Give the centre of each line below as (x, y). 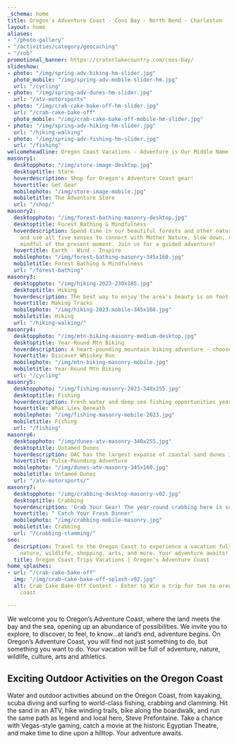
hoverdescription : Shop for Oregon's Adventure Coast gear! (104, 178)
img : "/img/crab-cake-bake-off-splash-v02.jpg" (85, 580)
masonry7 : (22, 487)
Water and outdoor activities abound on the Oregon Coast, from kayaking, (115, 696)
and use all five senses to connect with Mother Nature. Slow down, (123, 238)
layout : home (26, 27)
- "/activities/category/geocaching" (63, 47)
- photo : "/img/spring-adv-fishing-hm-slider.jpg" (83, 139)
